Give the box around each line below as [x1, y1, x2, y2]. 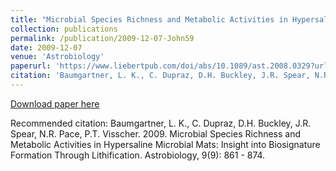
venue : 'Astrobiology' [10, 52, 105, 62]
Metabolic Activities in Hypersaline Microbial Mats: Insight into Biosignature [10, 138, 321, 150]
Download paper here [10, 97, 100, 110]
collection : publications [10, 24, 118, 34]
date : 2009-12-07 [10, 42, 83, 53]
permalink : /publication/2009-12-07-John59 [10, 33, 195, 43]
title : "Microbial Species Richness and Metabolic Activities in [10, 14, 288, 25]
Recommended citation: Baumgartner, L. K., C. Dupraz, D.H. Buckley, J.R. [10, 117, 312, 129]
